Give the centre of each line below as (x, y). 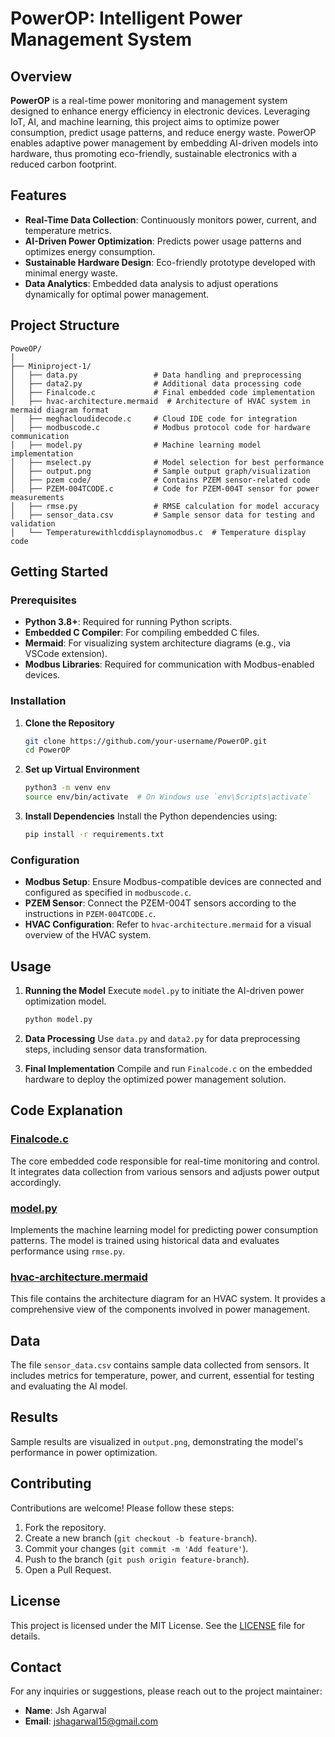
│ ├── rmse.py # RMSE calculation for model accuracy (165, 506)
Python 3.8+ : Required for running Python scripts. (128, 622)
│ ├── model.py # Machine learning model (136, 445)
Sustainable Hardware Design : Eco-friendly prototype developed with (170, 262)
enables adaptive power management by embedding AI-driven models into (164, 143)
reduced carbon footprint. (63, 164)
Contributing (51, 1483)
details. (25, 1636)
